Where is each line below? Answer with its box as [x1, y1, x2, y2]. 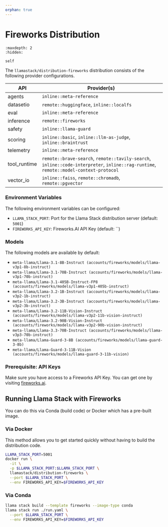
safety [7, 125, 22, 132]
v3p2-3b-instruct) [12, 303, 51, 308]
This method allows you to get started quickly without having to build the [5, 437, 155, 443]
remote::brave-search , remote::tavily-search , [41, 154, 151, 161]
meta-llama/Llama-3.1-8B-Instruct [12, 260, 84, 265]
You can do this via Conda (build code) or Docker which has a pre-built [5, 408, 151, 414]
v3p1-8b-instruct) [12, 264, 51, 270]
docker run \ [5, 456, 32, 461]
